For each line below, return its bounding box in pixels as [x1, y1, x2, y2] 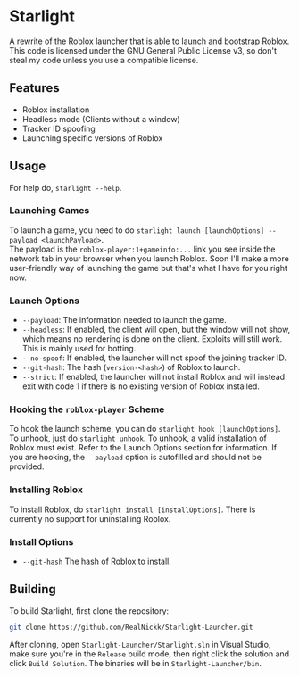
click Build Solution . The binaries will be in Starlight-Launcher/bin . [9, 657, 262, 668]
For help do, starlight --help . [9, 182, 122, 193]
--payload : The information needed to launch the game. [21, 315, 228, 326]
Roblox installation [21, 104, 90, 115]
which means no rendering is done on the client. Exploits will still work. [21, 334, 283, 344]
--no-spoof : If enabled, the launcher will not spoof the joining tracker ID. [21, 352, 287, 363]
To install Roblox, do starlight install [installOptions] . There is [9, 504, 256, 515]
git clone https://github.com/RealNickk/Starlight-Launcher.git [9, 623, 253, 632]
